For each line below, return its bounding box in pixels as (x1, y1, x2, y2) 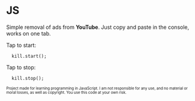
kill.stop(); (11, 75, 44, 81)
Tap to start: (6, 41, 37, 49)
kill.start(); (11, 53, 47, 59)
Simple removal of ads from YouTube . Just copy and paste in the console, (6, 23, 190, 31)
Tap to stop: (6, 64, 36, 71)
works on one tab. (6, 29, 51, 37)
